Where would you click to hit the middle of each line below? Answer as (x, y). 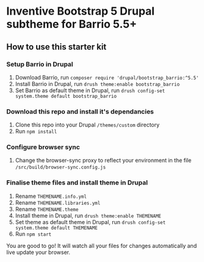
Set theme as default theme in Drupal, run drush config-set (90, 222)
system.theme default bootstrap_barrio (66, 96)
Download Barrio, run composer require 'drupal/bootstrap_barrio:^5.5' (107, 77)
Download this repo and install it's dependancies (80, 111)
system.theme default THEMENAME (56, 228)
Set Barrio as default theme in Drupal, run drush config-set (90, 90)
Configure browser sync (43, 147)
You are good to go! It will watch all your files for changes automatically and (102, 246)
